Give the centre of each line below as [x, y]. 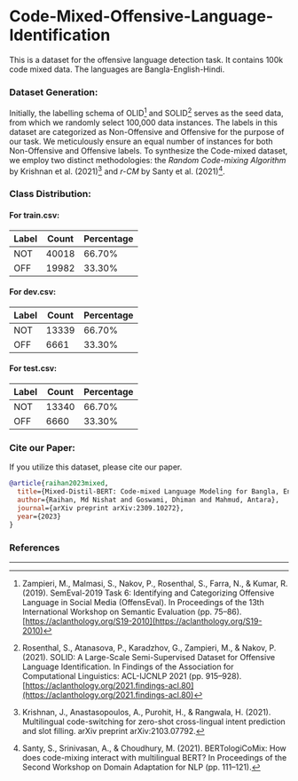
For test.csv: [33, 368]
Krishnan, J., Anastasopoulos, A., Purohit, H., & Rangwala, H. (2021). [146, 712]
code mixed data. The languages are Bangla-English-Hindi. [117, 69]
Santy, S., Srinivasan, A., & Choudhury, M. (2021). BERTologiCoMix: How [154, 748]
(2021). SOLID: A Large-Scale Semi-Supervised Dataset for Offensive [149, 657]
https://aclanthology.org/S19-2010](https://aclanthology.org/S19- [144, 621]
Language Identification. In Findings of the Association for [128, 667]
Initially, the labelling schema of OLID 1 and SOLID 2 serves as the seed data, [146, 112]
